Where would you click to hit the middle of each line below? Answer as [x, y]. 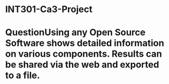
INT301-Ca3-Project [49, 9]
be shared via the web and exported [82, 65]
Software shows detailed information [85, 43]
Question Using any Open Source [75, 33]
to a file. [23, 76]
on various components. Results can [84, 54]
